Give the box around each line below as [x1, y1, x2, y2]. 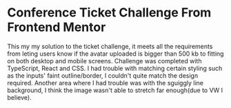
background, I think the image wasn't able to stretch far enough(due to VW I [7, 86, 223, 94]
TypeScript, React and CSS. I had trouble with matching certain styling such [7, 64, 223, 72]
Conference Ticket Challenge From [7, 5, 212, 21]
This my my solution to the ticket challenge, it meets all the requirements [7, 42, 213, 50]
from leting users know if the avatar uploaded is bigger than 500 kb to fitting [7, 50, 224, 58]
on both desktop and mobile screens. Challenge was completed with [7, 56, 202, 65]
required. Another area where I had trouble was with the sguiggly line [7, 78, 204, 87]
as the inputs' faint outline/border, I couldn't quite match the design [7, 71, 199, 80]
